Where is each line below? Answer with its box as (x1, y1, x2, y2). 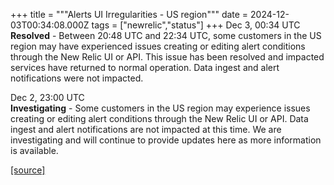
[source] (10, 164, 46, 176)
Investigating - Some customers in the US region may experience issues (10, 102, 311, 114)
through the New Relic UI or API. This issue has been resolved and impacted (10, 51, 325, 63)
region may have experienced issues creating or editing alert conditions (10, 40, 306, 52)
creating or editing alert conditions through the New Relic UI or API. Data (10, 113, 309, 124)
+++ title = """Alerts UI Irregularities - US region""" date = (10, 9, 249, 20)
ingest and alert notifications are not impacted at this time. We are (10, 124, 282, 135)
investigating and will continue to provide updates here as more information (10, 134, 322, 146)
